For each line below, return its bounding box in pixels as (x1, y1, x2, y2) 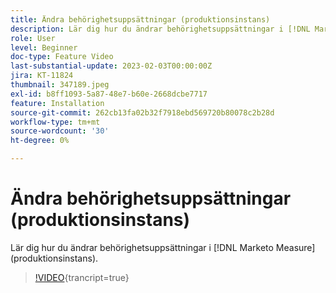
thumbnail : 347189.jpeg (10, 80, 110, 90)
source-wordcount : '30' (10, 126, 110, 136)
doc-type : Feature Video (10, 52, 114, 62)
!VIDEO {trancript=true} (34, 271, 130, 283)
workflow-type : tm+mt (10, 117, 101, 127)
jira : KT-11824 (10, 71, 74, 81)
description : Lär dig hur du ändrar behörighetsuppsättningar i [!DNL (10, 24, 311, 34)
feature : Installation (10, 98, 105, 108)
